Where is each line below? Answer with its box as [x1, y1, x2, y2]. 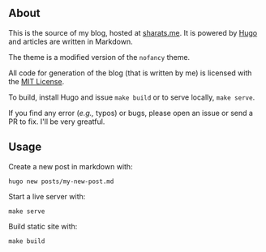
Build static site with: [8, 221, 78, 231]
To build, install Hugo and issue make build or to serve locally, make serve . [8, 92, 255, 102]
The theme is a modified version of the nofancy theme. [8, 52, 191, 62]
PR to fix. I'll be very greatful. [8, 117, 105, 126]
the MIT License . [8, 76, 65, 86]
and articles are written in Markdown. [8, 36, 133, 46]
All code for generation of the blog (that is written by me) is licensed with [8, 68, 252, 78]
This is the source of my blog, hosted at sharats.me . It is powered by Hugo [8, 28, 258, 37]
